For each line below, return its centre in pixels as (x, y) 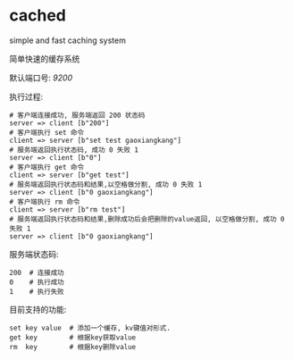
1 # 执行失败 (37, 291)
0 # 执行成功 (37, 282)
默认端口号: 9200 (41, 78)
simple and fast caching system (68, 40)
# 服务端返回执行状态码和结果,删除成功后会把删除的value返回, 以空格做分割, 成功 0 (147, 219)
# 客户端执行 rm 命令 (45, 202)
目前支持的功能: (38, 309)
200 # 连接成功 (37, 272)
